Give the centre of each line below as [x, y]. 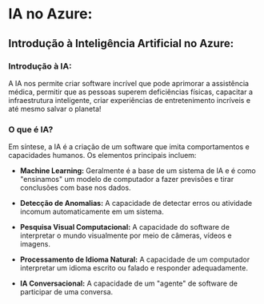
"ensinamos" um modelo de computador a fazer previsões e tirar [127, 180]
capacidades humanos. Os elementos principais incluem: [102, 156]
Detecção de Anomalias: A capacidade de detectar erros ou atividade [136, 203]
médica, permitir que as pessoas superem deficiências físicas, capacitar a [131, 92]
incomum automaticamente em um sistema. [92, 211]
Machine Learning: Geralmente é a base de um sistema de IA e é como [138, 171]
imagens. [35, 244]
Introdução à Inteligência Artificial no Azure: [121, 43]
